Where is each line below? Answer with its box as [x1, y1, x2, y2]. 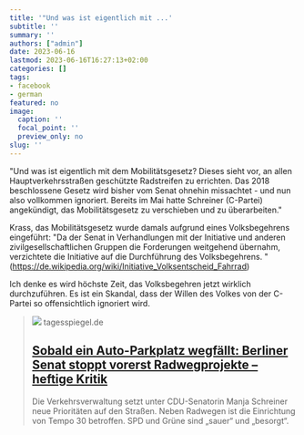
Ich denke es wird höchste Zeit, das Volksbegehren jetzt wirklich [9, 278, 252, 289]
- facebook [9, 81, 51, 90]
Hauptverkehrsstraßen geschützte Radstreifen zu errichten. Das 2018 [9, 175, 270, 186]
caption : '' [17, 115, 64, 124]
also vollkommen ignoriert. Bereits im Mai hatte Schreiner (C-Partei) [9, 194, 264, 205]
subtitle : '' [9, 22, 59, 31]
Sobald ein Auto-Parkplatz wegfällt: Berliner [31, 343, 289, 358]
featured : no [9, 98, 59, 108]
